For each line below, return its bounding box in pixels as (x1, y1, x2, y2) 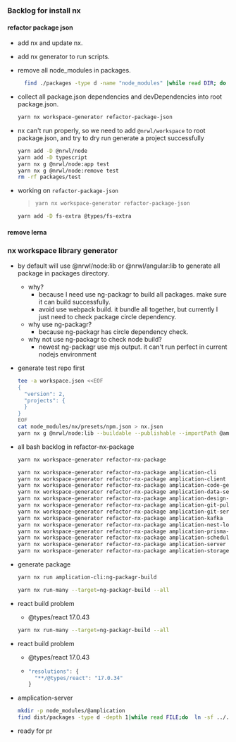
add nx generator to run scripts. (17, 52, 111, 61)
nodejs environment (38, 350, 97, 358)
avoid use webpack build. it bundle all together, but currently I (38, 305, 218, 314)
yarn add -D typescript (17, 154, 88, 161)
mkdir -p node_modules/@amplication (17, 707, 125, 715)
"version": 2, (24, 390, 66, 397)
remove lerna (7, 228, 47, 236)
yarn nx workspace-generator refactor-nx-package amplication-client (17, 475, 227, 483)
